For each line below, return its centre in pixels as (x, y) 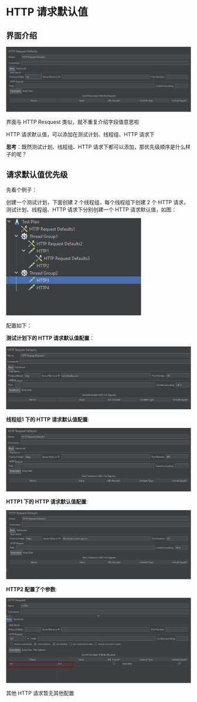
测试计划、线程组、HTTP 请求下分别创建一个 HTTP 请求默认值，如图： (91, 210)
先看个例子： (21, 190)
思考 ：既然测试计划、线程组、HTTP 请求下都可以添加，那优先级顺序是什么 (96, 147)
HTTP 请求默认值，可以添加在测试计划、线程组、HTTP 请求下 (80, 134)
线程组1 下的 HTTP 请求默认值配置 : (48, 420)
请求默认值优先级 (37, 175)
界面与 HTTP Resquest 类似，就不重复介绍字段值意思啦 (73, 122)
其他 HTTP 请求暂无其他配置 (40, 693)
